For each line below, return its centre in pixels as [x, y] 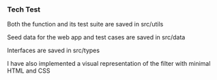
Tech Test [24, 9]
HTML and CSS [29, 71]
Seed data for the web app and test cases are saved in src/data [96, 37]
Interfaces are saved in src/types [54, 51]
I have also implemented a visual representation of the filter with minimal [109, 64]
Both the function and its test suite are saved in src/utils [85, 24]
